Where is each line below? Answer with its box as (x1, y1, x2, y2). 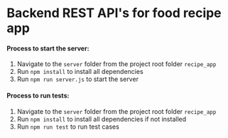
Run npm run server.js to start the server (16, 75, 139, 83)
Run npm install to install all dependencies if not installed (16, 115, 187, 123)
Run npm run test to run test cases (16, 122, 120, 131)
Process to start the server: (6, 44, 89, 53)
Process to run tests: (6, 91, 70, 100)
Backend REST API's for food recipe (6, 5, 222, 21)
